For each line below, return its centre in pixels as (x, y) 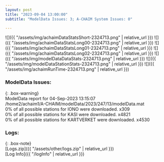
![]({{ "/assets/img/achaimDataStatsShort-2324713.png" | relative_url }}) (79, 37)
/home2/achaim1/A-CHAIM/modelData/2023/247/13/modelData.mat (75, 104)
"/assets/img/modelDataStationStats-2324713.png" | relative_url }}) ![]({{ (80, 64)
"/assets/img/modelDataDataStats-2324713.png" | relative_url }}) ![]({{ (84, 59)
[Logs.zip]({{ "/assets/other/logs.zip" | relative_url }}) (60, 149)
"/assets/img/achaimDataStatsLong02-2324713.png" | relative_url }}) (82, 53)
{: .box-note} (18, 143)
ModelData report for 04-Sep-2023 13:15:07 (50, 98)
